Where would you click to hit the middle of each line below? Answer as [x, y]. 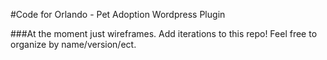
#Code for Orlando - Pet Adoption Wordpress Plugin [118, 14]
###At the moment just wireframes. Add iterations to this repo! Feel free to [164, 33]
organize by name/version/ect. [73, 44]
